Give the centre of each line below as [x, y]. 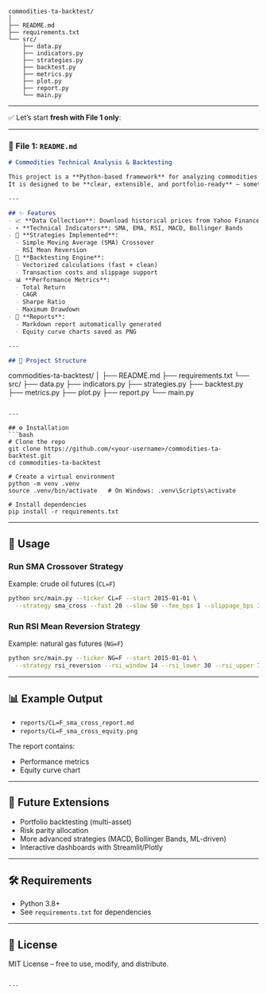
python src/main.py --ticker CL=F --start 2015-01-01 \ [103, 599]
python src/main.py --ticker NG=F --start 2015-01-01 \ [103, 658]
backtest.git [30, 456]
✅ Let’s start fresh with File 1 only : [65, 117]
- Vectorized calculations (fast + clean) [87, 265]
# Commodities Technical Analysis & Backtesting [90, 163]
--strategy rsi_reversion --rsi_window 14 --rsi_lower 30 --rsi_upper [135, 666]
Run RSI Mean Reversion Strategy [74, 626]
